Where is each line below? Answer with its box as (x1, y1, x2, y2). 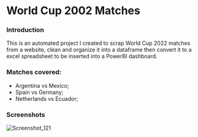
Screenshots (6, 110, 45, 119)
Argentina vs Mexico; (15, 82, 69, 89)
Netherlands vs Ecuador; (15, 95, 78, 102)
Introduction (6, 26, 44, 34)
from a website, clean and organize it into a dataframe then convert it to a (6, 46, 192, 53)
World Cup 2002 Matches (6, 4, 141, 18)
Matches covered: (6, 68, 62, 77)
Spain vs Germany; (15, 88, 64, 96)
